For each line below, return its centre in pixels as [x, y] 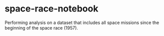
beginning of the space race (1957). [41, 27]
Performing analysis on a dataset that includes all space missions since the [82, 22]
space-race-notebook [51, 9]
